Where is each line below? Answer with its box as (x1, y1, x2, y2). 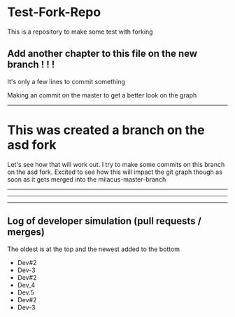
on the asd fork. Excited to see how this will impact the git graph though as (7, 168, 222, 176)
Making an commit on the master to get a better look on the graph (7, 90, 197, 99)
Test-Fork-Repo (7, 4, 101, 20)
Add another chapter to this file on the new (7, 48, 198, 60)
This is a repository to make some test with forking (7, 27, 153, 36)
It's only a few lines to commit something (7, 77, 126, 86)
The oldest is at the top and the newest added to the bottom (7, 245, 180, 253)
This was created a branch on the (7, 122, 205, 137)
